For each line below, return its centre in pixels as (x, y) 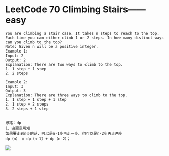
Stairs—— (124, 9)
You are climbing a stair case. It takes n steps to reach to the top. (82, 33)
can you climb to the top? (34, 42)
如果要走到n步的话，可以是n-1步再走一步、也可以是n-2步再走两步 (64, 133)
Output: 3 (16, 91)
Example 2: (17, 82)
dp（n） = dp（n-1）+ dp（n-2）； (38, 139)
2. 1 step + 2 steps (27, 104)
